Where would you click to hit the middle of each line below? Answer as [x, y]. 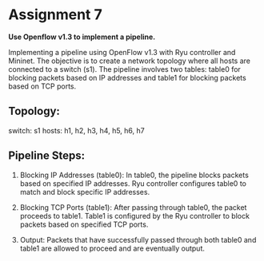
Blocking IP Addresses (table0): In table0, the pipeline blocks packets [134, 175]
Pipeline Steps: [47, 156]
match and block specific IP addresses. [85, 192]
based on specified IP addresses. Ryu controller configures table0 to [133, 183]
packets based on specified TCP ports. [84, 224]
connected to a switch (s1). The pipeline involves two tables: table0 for [125, 69]
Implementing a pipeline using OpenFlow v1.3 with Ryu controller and [122, 52]
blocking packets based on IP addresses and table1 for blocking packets [127, 77]
